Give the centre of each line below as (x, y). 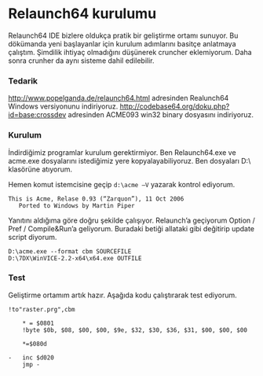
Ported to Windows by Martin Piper (77, 205)
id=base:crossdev (37, 115)
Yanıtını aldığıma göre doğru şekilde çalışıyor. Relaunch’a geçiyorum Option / (131, 220)
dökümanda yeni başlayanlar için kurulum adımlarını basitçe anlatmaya (122, 43)
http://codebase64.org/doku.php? (175, 106)
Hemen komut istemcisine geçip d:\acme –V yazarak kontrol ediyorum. (122, 184)
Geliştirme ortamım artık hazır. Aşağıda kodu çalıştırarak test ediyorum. (122, 295)
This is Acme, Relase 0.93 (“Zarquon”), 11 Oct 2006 (96, 199)
